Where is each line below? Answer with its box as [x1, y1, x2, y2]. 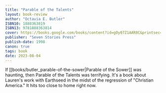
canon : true [5, 44, 30, 49]
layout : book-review [5, 12, 48, 17]
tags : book [5, 48, 28, 53]
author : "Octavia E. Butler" [5, 16, 65, 21]
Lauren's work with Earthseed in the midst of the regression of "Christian [5, 77, 154, 83]
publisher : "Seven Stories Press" [5, 35, 77, 40]
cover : [5, 30, 19, 35]
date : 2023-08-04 [5, 53, 41, 58]
